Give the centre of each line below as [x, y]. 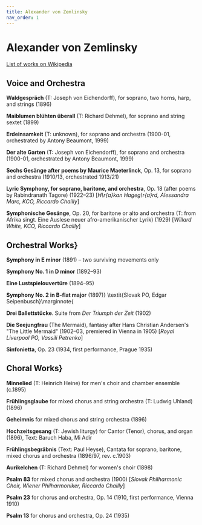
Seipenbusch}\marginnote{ [40, 302]
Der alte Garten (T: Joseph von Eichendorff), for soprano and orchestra [96, 153]
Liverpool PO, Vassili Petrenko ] [45, 338]
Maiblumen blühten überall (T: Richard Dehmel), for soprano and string [96, 116]
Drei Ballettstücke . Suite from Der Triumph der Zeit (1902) [79, 313]
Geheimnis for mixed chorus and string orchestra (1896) [77, 419]
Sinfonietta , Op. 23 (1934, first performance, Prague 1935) [80, 349]
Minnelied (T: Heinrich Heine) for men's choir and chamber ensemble [93, 383]
